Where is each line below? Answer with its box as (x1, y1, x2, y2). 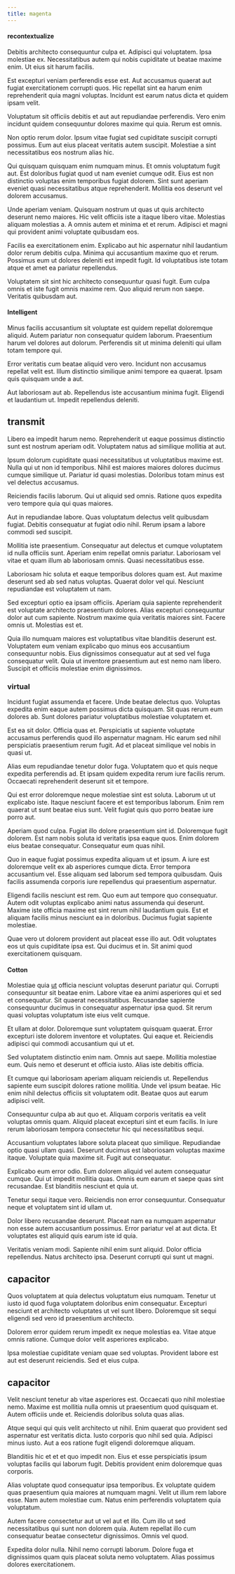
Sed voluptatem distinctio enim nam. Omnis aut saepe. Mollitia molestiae (7, 1053, 217, 1062)
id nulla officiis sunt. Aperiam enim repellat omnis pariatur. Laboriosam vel (7, 548, 221, 557)
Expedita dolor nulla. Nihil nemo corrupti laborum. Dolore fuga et (7, 1545, 194, 1554)
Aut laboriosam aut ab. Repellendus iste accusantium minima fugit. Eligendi (7, 388, 224, 397)
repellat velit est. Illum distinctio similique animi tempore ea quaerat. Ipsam (7, 367, 222, 376)
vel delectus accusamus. (7, 478, 79, 487)
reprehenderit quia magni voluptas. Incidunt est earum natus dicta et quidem (7, 91, 229, 99)
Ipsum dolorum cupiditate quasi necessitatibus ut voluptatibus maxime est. (7, 456, 224, 464)
